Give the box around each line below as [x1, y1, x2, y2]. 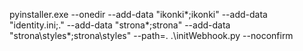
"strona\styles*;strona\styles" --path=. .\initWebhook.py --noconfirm [9, 30, 294, 41]
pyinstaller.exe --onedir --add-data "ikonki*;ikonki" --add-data [9, 9, 268, 20]
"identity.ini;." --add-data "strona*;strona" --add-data [9, 19, 231, 31]
